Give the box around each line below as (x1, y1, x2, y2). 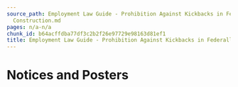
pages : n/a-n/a (6, 23, 52, 30)
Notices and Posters (6, 67, 129, 83)
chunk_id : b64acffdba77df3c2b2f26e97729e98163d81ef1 (6, 30, 166, 37)
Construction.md (13, 17, 61, 24)
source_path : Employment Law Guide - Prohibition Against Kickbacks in (6, 10, 223, 18)
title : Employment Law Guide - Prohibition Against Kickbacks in (6, 37, 204, 44)
